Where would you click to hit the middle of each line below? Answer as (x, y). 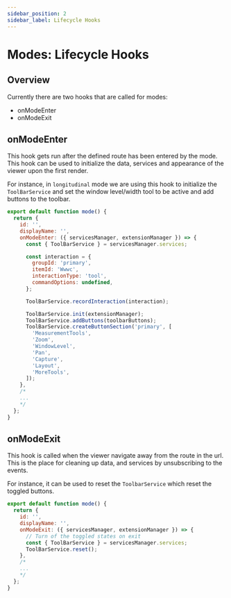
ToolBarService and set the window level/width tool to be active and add (111, 192)
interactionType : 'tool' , (70, 276)
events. (18, 470)
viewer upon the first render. (48, 171)
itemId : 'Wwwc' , (55, 269)
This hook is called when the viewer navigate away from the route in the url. (115, 456)
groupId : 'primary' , (62, 263)
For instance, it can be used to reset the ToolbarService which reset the (110, 484)
